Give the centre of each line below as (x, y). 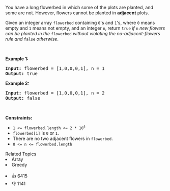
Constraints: (19, 118)
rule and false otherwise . (32, 39)
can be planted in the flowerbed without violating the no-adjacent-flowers (83, 33)
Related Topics (21, 154)
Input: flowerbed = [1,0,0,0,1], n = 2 (55, 93)
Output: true (22, 74)
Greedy (20, 165)
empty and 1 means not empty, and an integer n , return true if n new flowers (85, 28)
